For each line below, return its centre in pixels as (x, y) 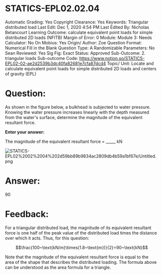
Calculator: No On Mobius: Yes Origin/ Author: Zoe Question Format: (73, 42)
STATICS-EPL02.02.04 (52, 9)
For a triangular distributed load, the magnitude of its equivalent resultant (78, 228)
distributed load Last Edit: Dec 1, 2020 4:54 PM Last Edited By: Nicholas (77, 27)
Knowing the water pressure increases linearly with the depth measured (77, 112)
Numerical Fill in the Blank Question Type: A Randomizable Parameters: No (80, 48)
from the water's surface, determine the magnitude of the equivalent (74, 117)
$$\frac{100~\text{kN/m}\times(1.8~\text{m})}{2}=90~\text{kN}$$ (82, 247)
